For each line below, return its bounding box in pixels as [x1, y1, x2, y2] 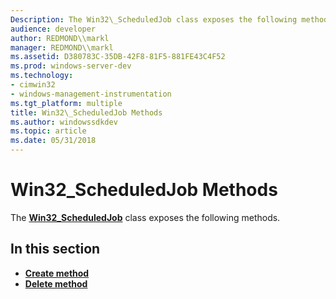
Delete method [24, 277, 88, 290]
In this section [10, 241, 101, 258]
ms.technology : [10, 71, 74, 81]
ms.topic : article [10, 126, 87, 136]
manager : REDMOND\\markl [10, 42, 114, 53]
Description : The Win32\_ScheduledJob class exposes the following [10, 14, 298, 25]
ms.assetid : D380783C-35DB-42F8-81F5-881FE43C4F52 [10, 52, 226, 62]
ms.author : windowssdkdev [10, 117, 118, 127]
